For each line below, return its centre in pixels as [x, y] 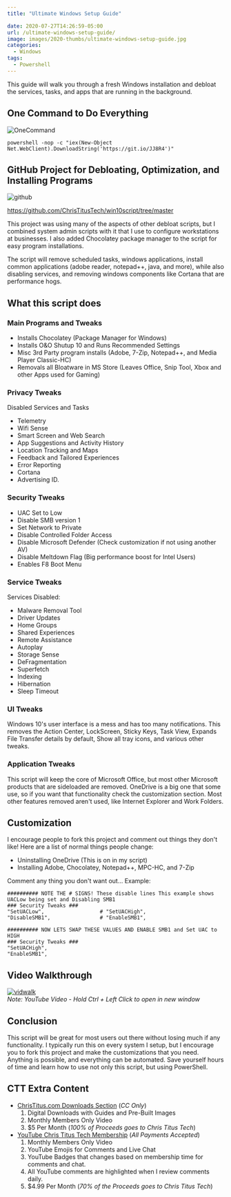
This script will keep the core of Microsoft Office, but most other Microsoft [113, 779]
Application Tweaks [41, 764]
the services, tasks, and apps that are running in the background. [100, 91]
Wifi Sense [32, 428]
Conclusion [32, 1021]
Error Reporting [39, 465]
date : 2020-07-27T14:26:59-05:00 [55, 26]
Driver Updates [39, 618]
